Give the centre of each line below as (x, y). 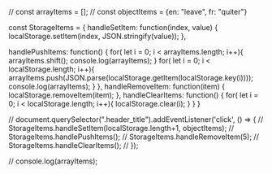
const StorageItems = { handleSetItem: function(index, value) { (113, 27)
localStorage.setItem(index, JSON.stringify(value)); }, (97, 36)
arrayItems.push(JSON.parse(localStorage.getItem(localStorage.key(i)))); (131, 78)
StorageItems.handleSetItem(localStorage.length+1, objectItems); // (121, 128)
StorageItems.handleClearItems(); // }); (73, 145)
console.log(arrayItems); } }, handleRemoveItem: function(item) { (117, 86)
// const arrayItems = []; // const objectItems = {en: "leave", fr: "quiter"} (128, 12)
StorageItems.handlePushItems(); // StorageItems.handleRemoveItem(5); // (134, 137)
